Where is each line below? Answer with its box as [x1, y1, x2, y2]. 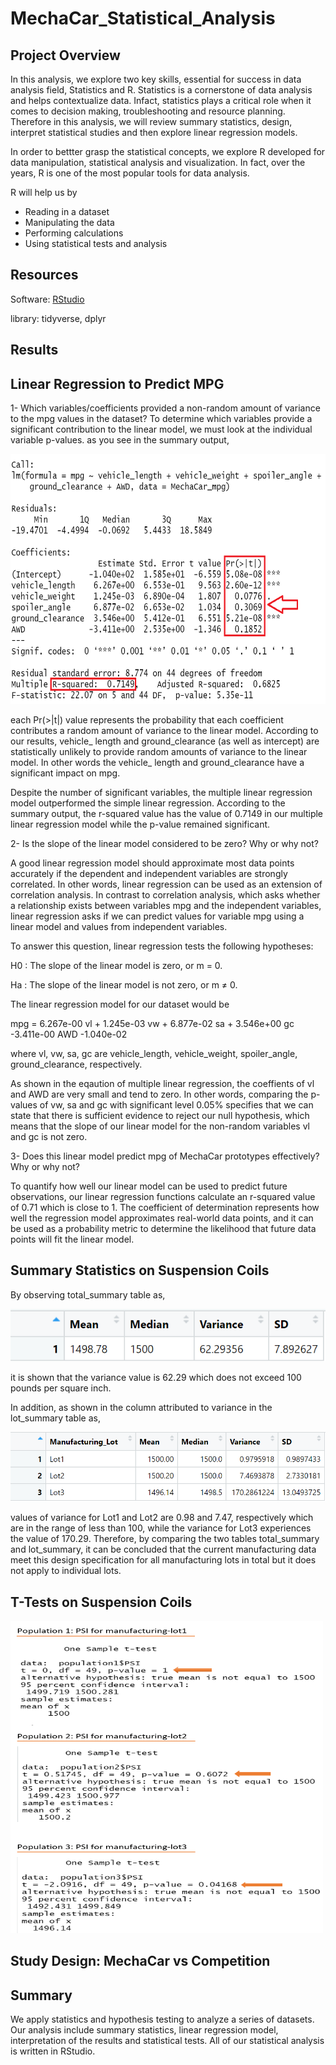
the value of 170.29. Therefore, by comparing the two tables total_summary [10, 1533, 320, 1545]
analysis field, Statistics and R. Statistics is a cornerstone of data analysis [10, 84, 313, 96]
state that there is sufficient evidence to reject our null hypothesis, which [10, 1110, 310, 1122]
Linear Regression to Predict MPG [10, 375, 225, 392]
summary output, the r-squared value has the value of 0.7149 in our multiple [10, 808, 324, 820]
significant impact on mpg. [10, 767, 121, 779]
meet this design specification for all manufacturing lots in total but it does [10, 1554, 317, 1566]
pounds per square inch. [10, 1382, 112, 1394]
